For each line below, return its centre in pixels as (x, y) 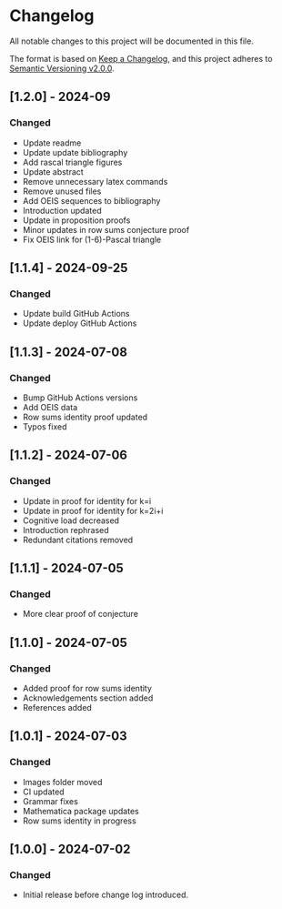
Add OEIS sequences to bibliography (91, 200)
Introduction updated (62, 210)
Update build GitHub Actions (76, 314)
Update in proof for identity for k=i (87, 500)
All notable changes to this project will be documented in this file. (132, 41)
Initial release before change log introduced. (106, 895)
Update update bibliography (75, 152)
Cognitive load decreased (71, 520)
